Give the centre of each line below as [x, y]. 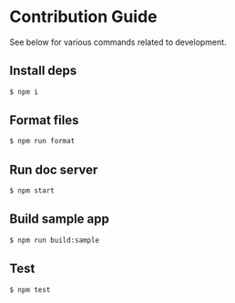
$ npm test [30, 289]
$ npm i [24, 92]
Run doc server [54, 169]
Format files [44, 120]
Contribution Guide [83, 17]
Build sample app [59, 219]
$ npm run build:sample [55, 240]
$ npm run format [42, 141]
